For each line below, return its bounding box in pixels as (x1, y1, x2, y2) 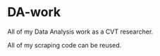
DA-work (7, 4, 61, 20)
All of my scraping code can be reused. (7, 41, 122, 49)
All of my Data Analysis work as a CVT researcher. (7, 27, 154, 36)
